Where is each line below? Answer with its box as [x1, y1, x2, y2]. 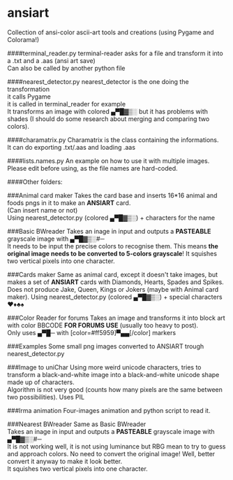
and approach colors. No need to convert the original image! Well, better [7, 449, 216, 458]
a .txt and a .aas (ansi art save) [7, 56, 96, 64]
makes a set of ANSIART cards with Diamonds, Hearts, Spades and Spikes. [7, 278, 225, 286]
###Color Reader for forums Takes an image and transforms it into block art [7, 313, 225, 322]
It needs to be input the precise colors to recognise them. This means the [7, 241, 218, 250]
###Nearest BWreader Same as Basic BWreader [7, 420, 146, 428]
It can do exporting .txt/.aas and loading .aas [7, 143, 136, 151]
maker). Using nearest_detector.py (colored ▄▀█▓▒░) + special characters [7, 292, 223, 301]
